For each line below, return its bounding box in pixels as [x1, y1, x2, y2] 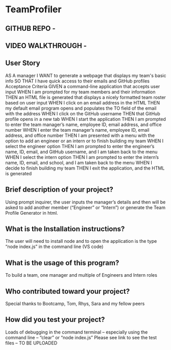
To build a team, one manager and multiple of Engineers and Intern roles [5, 272, 157, 278]
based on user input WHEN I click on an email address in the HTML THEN [5, 99, 160, 106]
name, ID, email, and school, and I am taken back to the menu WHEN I [5, 159, 152, 166]
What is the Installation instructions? [5, 224, 125, 233]
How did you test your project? [5, 315, 105, 324]
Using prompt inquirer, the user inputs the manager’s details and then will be [5, 199, 166, 205]
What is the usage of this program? [5, 258, 119, 267]
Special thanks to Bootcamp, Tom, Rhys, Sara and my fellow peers [5, 301, 145, 307]
